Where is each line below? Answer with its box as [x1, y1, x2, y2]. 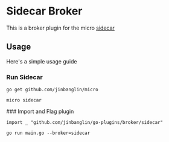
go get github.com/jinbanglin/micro [6, 86, 98, 93]
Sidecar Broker [6, 4, 83, 18]
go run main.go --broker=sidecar [6, 130, 91, 137]
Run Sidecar [6, 73, 43, 81]
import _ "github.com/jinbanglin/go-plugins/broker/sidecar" [6, 120, 164, 126]
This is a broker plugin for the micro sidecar [6, 24, 115, 31]
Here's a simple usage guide [6, 57, 77, 65]
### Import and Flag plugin [6, 108, 74, 115]
